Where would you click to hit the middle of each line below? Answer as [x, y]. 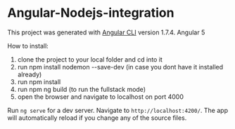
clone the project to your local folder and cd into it [90, 59]
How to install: [28, 46]
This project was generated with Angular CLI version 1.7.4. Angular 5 [106, 32]
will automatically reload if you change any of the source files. [97, 118]
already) [30, 74]
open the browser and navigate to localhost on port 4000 [101, 97]
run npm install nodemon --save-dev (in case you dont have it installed [120, 67]
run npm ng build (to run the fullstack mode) [82, 89]
